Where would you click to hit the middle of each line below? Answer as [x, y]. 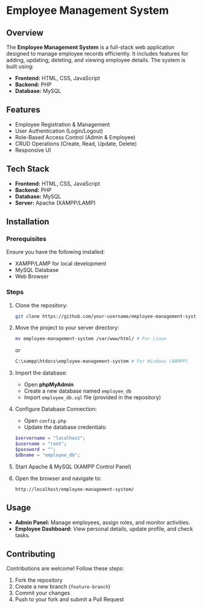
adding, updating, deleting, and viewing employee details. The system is [96, 60]
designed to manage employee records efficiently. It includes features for [97, 54]
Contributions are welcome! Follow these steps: [65, 569]
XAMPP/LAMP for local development [61, 263]
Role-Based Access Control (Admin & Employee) [75, 137]
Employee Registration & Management [62, 124]
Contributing [31, 554]
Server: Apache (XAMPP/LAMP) [55, 203]
